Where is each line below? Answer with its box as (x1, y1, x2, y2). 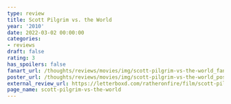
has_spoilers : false (7, 61, 67, 68)
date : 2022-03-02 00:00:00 (7, 29, 85, 36)
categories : (7, 36, 41, 42)
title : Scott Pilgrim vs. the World (7, 16, 112, 23)
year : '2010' (7, 23, 45, 29)
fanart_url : (7, 67, 41, 74)
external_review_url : (7, 80, 69, 87)
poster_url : (7, 73, 41, 81)
